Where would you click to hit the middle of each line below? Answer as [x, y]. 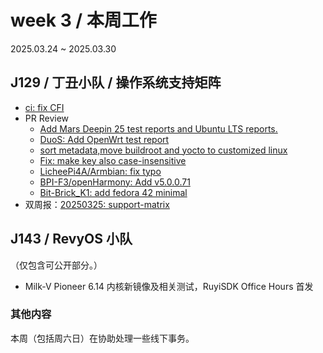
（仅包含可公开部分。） [56, 265]
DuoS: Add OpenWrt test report [104, 139]
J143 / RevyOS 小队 [71, 239]
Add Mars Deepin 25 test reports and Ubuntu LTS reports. [158, 128]
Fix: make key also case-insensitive [113, 160]
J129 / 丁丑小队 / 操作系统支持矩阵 [116, 82]
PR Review [47, 118]
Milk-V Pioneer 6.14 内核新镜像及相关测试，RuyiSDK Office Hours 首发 [169, 286]
